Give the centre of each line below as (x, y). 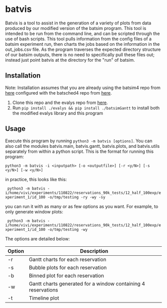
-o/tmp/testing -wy (68, 229)
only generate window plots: (34, 211)
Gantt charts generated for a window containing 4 (87, 284)
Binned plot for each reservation (67, 276)
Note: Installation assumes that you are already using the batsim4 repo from (83, 88)
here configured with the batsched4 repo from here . (58, 93)
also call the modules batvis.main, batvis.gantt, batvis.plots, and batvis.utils (83, 146)
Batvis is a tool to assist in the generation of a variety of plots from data (78, 23)
